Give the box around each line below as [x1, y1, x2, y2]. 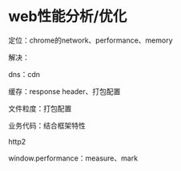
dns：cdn [8, 69, 41, 79]
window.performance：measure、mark [8, 153, 139, 163]
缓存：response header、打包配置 [8, 86, 121, 96]
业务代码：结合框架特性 [8, 120, 86, 130]
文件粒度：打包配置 [8, 104, 72, 113]
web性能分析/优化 [8, 7, 127, 26]
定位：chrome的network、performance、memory [8, 35, 174, 45]
